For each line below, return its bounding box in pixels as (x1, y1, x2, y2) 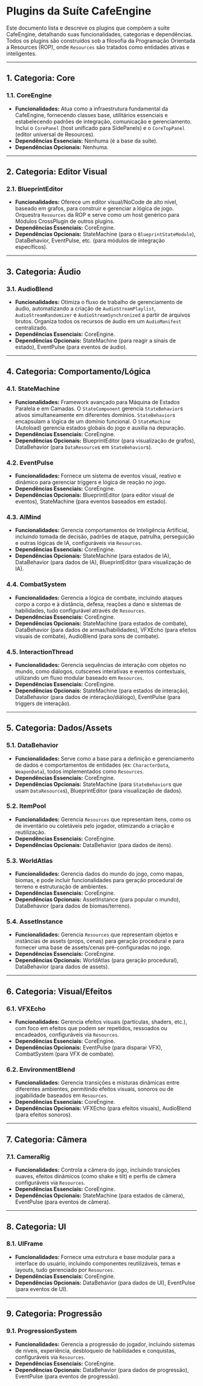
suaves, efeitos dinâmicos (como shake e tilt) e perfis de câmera (14, 1173, 176, 1180)
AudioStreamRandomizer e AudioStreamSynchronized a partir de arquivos (14, 311, 191, 318)
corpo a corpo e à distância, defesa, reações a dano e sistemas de (14, 600, 181, 608)
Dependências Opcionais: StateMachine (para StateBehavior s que (14, 781, 182, 788)
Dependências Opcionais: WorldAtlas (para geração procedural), (14, 956, 179, 964)
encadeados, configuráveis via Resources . (14, 1031, 120, 1039)
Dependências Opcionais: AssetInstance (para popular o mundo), (14, 896, 181, 903)
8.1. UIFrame (6, 1240, 43, 1248)
